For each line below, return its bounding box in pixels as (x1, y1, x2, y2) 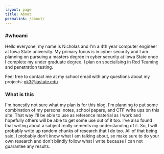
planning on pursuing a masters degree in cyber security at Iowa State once (5, 54, 158, 59)
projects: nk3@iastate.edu (5, 78, 58, 84)
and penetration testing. (5, 64, 53, 70)
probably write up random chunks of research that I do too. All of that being (5, 128, 158, 134)
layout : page (5, 7, 32, 12)
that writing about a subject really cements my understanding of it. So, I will (5, 122, 157, 128)
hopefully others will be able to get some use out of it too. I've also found (5, 117, 153, 123)
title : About (5, 12, 32, 17)
